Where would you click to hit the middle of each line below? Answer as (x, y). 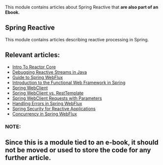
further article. (28, 157)
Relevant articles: (33, 55)
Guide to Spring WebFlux (37, 77)
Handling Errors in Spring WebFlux (47, 103)
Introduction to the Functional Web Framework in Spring (69, 82)
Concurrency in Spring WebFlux (44, 114)
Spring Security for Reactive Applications (54, 109)
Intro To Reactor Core (34, 67)
